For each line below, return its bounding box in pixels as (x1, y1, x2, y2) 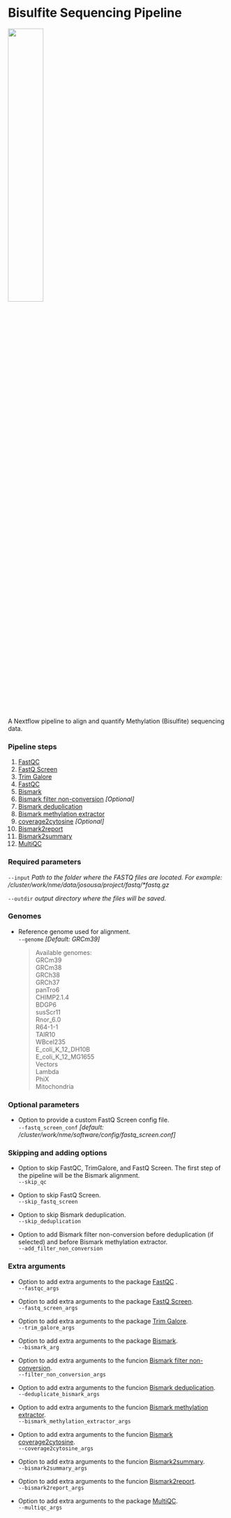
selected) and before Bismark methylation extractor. (17, 1238, 168, 1246)
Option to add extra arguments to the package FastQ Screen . (17, 1297, 194, 1305)
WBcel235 (35, 1038, 66, 1046)
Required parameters (8, 857, 82, 867)
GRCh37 (35, 978, 60, 987)
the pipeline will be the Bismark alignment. (17, 1171, 140, 1180)
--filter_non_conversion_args (17, 1371, 107, 1378)
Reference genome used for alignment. (17, 927, 131, 935)
